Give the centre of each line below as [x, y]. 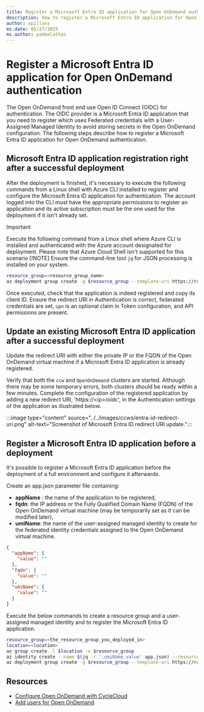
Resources [27, 681]
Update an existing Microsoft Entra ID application [101, 332]
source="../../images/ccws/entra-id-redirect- [124, 418]
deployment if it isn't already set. [47, 215]
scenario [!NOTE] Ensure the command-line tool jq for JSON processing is [100, 258]
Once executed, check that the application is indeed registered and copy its [101, 293]
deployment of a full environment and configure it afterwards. [83, 474]
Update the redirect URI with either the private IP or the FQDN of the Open [99, 356]
